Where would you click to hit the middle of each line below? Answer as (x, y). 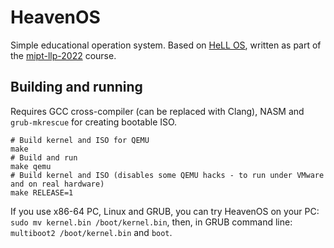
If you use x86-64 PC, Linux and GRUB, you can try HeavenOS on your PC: (165, 211)
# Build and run (44, 157)
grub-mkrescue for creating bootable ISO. (94, 122)
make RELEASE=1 (42, 192)
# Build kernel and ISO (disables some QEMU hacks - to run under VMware (167, 175)
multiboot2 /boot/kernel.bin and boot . (91, 232)
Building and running (76, 87)
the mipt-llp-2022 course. (63, 55)
